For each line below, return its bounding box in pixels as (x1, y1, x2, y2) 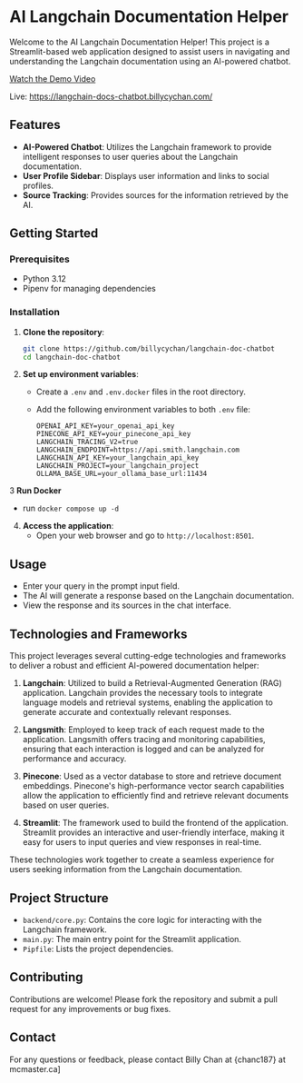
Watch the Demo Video (9, 73, 96, 84)
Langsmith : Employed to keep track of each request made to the (22, 724, 265, 735)
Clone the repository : (22, 326, 105, 337)
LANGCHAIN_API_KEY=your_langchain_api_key (35, 453, 200, 462)
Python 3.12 (22, 273, 66, 284)
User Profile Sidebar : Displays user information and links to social (22, 170, 269, 181)
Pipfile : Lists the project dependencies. (22, 943, 174, 954)
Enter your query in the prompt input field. (22, 581, 180, 591)
